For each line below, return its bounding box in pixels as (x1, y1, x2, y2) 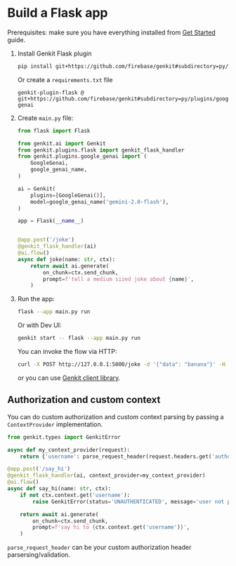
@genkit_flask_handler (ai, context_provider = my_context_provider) (7, 472, 206, 479)
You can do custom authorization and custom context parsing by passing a (7, 412, 224, 421)
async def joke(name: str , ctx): (17, 256, 116, 263)
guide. (7, 35, 26, 44)
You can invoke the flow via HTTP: (17, 348, 117, 356)
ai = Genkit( (17, 185, 56, 192)
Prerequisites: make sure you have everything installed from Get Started (7, 28, 216, 37)
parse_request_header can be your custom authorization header (7, 543, 192, 552)
